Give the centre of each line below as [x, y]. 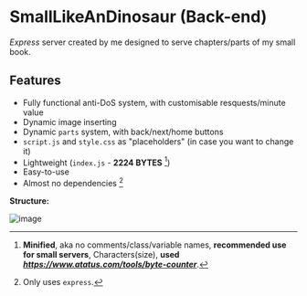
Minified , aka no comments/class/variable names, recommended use [154, 245]
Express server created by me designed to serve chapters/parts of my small [153, 42]
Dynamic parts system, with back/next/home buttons [123, 132]
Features [35, 81]
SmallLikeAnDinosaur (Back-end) [138, 17]
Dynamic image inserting [69, 122]
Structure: [30, 201]
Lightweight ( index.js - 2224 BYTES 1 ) [96, 162]
